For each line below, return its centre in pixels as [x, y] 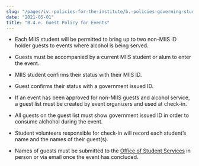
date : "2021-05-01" [30, 17]
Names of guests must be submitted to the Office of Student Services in [103, 151]
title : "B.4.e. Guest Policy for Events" [58, 22]
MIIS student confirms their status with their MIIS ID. [78, 75]
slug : [13, 12]
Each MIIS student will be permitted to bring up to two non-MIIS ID [96, 40]
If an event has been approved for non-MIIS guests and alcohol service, [102, 97]
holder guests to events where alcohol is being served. [82, 45]
